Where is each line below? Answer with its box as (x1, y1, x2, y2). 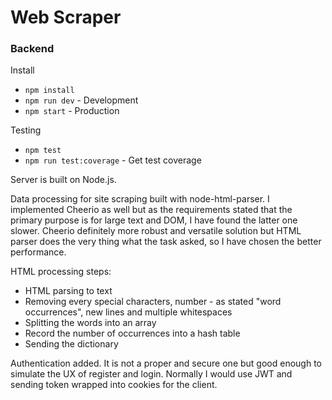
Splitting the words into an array (24, 317, 157, 329)
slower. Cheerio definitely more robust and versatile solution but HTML (10, 225, 302, 237)
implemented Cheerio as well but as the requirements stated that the (10, 204, 293, 216)
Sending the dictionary (24, 338, 119, 350)
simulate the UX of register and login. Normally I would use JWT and (10, 368, 293, 380)
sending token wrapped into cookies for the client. (10, 379, 218, 391)
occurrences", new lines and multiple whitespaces (24, 306, 233, 318)
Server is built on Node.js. (10, 174, 117, 186)
